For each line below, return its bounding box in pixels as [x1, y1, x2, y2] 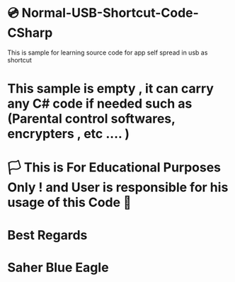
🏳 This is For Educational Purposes [7, 159, 222, 176]
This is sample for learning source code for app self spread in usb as [7, 48, 208, 57]
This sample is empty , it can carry [7, 81, 214, 97]
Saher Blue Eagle [7, 259, 109, 276]
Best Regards [7, 227, 88, 243]
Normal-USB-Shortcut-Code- [21, 5, 200, 21]
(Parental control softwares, [7, 111, 176, 127]
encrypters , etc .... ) [7, 126, 130, 142]
